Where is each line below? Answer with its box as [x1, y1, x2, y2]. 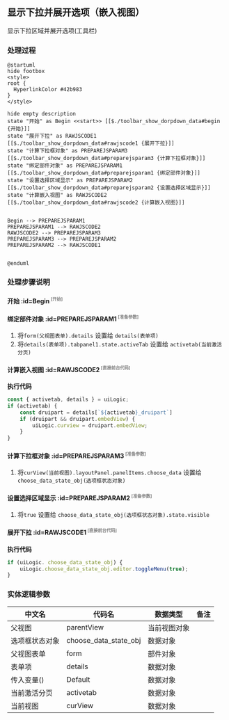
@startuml [7, 62, 36, 69]
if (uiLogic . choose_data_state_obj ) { [7, 559, 123, 566]
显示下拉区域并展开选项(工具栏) [7, 26, 97, 35]
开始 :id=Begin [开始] [7, 296, 63, 305]
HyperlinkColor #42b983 [13, 86, 82, 93]
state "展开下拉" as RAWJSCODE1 [7, 133, 97, 140]
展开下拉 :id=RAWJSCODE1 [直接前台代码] [7, 527, 117, 537]
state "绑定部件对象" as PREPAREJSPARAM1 [7, 162, 123, 169]
